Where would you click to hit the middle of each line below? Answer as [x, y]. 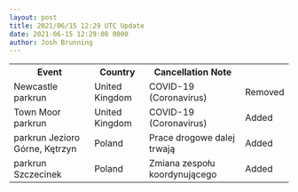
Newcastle [36, 87]
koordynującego [183, 174]
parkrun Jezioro [47, 138]
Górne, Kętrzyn [45, 149]
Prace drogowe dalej [192, 138]
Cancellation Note [193, 72]
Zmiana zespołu [182, 164]
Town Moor [37, 112]
